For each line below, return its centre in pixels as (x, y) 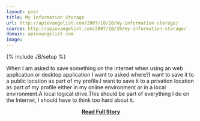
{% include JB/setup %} (36, 57)
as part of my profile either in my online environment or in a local (86, 87)
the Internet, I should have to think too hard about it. (71, 100)
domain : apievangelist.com (40, 34)
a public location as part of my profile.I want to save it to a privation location (100, 81)
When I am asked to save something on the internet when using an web (95, 68)
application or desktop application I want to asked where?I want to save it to (100, 75)
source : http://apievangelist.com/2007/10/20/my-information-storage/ (96, 28)
